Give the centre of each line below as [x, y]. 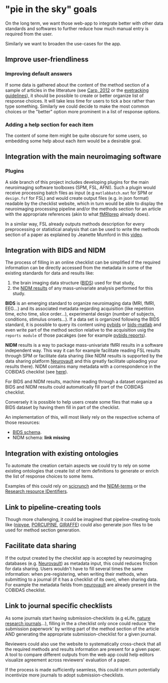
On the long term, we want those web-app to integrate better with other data [84, 23]
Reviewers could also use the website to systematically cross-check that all [83, 644]
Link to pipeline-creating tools [53, 507]
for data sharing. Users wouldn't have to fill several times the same [74, 568]
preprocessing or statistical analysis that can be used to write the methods [82, 229]
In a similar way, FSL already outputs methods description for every [75, 224]
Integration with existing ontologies [62, 453]
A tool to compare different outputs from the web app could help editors [79, 654]
